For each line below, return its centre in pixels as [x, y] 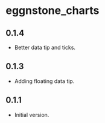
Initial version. [32, 115]
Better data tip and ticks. [45, 47]
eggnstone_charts [52, 11]
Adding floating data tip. [44, 81]
